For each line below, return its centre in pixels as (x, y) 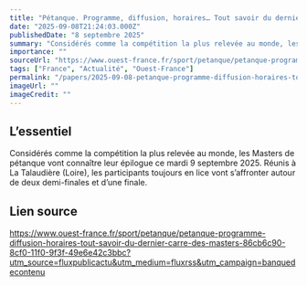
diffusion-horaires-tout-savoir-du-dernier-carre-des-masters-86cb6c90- (148, 243)
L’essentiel (41, 131)
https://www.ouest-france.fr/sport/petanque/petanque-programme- (138, 233)
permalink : (30, 78)
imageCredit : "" (40, 94)
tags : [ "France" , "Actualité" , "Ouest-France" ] (102, 69)
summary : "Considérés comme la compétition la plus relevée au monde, (147, 43)
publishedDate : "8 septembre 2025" (77, 35)
